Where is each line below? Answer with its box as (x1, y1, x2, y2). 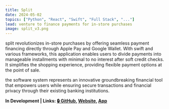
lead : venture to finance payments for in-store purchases (5, 21, 133, 27)
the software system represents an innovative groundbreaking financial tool (5, 77, 163, 83)
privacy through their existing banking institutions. (5, 88, 110, 94)
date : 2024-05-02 (5, 12, 42, 17)
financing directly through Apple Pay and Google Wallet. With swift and (5, 46, 153, 52)
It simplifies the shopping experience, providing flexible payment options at (5, 62, 162, 68)
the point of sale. (5, 67, 40, 74)
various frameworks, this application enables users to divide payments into (5, 51, 162, 57)
